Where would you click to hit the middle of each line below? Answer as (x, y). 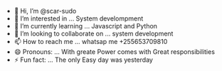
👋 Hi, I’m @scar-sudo (45, 11)
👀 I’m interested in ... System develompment (79, 18)
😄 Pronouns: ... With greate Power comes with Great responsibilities (115, 52)
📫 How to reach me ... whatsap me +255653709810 (91, 42)
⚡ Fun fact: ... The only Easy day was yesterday (83, 60)
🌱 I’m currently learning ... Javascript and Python (86, 26)
